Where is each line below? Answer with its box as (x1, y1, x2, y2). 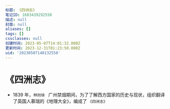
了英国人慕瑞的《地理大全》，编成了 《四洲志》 (12, 98, 108, 104)
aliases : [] (5, 27, 31, 32)
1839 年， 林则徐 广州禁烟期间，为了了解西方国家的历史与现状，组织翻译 (12, 92, 165, 98)
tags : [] (5, 31, 24, 36)
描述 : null (5, 17, 27, 22)
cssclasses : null (5, 36, 42, 41)
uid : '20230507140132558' (5, 50, 60, 55)
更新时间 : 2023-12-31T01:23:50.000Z (5, 46, 80, 51)
